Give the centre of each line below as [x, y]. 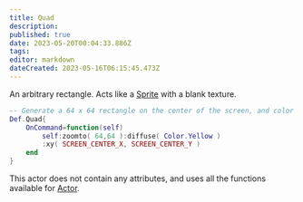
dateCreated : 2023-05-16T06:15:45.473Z [85, 69]
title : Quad [32, 18]
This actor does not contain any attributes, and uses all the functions [137, 178]
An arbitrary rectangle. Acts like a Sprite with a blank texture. [123, 94]
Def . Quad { [28, 119]
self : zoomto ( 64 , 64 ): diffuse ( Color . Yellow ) [132, 136]
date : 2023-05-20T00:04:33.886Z [70, 43]
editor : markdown [42, 60]
